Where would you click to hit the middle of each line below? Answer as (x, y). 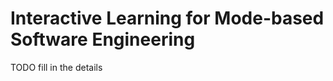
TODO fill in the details (56, 67)
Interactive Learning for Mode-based (167, 18)
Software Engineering (103, 39)
